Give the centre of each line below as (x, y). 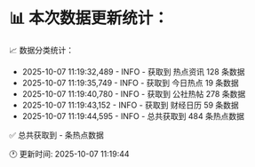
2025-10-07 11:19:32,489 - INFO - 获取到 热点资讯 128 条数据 (133, 71)
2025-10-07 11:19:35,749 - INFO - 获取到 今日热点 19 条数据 (131, 83)
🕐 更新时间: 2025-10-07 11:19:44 (70, 154)
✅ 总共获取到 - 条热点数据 (57, 135)
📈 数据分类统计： (41, 50)
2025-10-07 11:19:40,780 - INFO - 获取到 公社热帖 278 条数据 (134, 93)
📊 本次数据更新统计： (89, 18)
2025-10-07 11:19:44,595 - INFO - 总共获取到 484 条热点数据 (133, 115)
